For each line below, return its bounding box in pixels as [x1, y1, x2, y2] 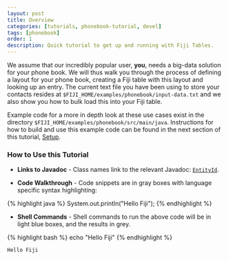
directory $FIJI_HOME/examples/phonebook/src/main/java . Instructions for [7, 118, 214, 126]
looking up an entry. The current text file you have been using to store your [7, 83, 220, 91]
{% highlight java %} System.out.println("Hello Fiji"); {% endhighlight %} [7, 199, 212, 208]
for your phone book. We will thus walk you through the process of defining [7, 68, 222, 76]
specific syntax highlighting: [17, 186, 98, 195]
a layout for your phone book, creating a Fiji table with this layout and [7, 76, 203, 83]
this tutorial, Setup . [7, 133, 61, 141]
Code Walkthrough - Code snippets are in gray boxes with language [17, 179, 212, 187]
